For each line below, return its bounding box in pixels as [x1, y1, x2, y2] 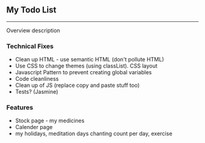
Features [6, 103, 34, 112]
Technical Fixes [6, 42, 54, 51]
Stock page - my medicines [15, 117, 85, 124]
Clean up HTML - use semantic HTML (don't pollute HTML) [15, 56, 165, 63]
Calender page [15, 124, 53, 131]
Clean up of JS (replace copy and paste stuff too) [15, 82, 140, 89]
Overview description [6, 27, 60, 34]
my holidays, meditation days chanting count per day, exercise [15, 130, 173, 138]
